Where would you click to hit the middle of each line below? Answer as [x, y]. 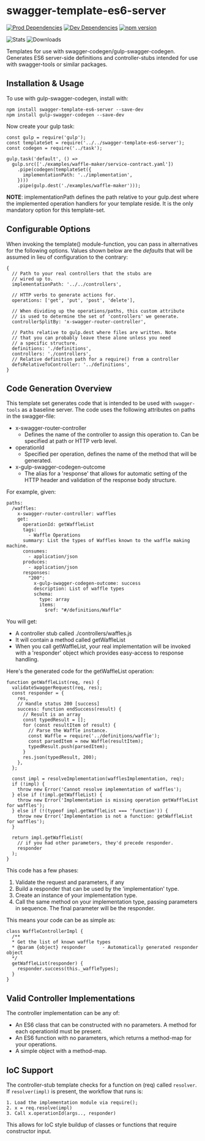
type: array [54, 600]
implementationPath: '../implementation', [77, 175]
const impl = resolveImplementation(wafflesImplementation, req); [98, 779]
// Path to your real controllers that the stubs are [82, 273]
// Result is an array [51, 715]
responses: [36, 573]
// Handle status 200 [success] [58, 704]
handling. [27, 660]
